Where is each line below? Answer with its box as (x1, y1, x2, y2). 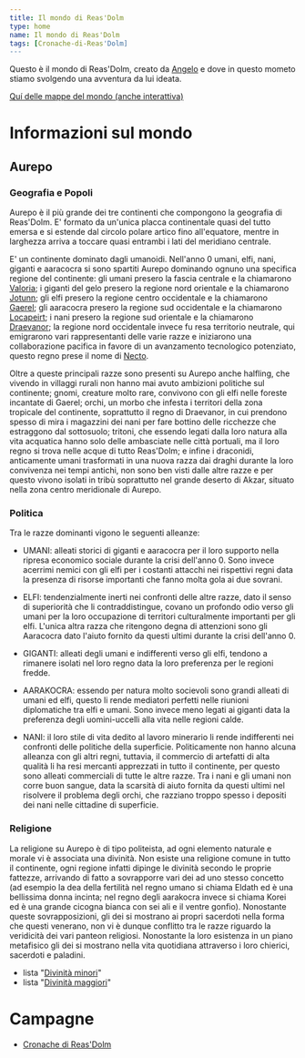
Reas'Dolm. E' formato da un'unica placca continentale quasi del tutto (9, 217, 271, 228)
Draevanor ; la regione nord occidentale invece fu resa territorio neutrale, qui (9, 321, 296, 332)
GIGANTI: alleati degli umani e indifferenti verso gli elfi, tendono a (22, 648, 268, 659)
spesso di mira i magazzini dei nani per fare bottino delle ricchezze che (9, 416, 277, 428)
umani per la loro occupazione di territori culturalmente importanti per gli (22, 611, 296, 622)
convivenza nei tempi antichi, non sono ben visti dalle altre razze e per (9, 465, 274, 476)
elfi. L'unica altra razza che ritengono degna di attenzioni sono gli (22, 621, 269, 632)
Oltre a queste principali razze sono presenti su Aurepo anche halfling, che (9, 368, 290, 379)
